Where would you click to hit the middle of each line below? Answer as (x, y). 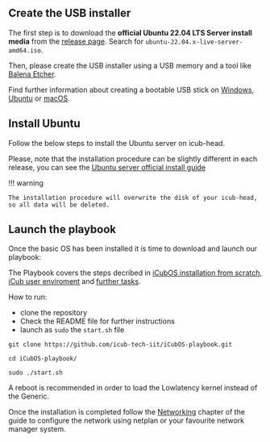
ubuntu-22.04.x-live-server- (194, 42)
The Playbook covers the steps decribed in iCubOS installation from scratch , (135, 273)
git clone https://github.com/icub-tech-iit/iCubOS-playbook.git (120, 345)
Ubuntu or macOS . (39, 98)
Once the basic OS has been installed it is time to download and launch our (133, 248)
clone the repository (54, 313)
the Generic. (29, 396)
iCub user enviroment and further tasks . (75, 281)
